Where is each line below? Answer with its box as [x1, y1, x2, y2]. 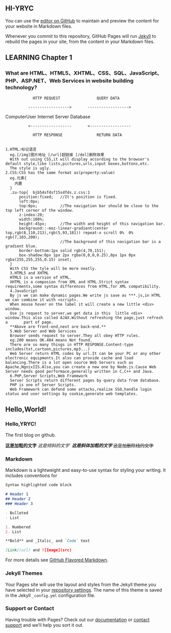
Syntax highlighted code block [5, 483, 72, 488]
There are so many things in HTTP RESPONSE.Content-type [10, 342, 134, 347]
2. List [5, 529, 22, 534]
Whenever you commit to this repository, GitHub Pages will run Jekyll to [5, 33, 157, 39]
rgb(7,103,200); [5, 235, 40, 240]
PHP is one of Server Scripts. [10, 382, 77, 388]
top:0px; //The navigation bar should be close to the [18, 203, 159, 209]
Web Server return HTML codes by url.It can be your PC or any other [10, 351, 161, 356]
